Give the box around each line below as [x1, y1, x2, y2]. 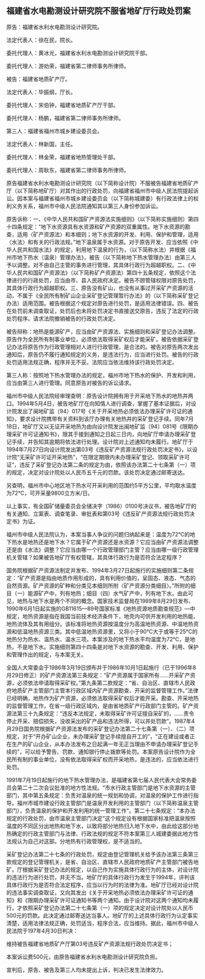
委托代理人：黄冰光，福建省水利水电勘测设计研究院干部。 [6, 49, 151, 56]
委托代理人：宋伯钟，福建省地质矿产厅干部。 [6, 101, 119, 108]
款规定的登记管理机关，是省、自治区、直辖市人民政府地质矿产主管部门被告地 [6, 858, 199, 865]
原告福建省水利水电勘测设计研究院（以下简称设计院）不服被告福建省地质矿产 [6, 179, 199, 187]
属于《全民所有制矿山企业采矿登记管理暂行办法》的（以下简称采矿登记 [22, 291, 199, 299]
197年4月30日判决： [27, 927, 79, 934]
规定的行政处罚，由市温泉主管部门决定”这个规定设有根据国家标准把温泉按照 [6, 814, 196, 822]
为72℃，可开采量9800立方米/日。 [6, 489, 93, 497]
